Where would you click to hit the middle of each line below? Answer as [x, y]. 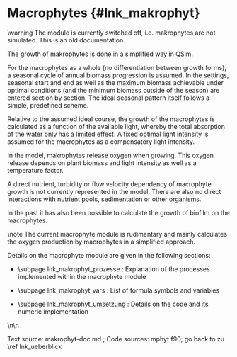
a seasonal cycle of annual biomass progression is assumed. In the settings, [118, 75]
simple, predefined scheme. [48, 105]
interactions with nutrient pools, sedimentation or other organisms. [104, 199]
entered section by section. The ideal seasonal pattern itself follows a [109, 98]
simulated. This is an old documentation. [66, 40]
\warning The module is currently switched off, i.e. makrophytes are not [111, 33]
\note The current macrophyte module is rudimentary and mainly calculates [117, 234]
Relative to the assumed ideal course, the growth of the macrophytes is [111, 119]
